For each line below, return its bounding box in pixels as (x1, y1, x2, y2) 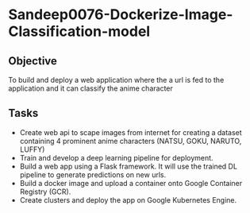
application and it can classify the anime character (8, 83, 173, 93)
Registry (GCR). (19, 187, 71, 196)
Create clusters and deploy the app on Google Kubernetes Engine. (19, 195, 237, 204)
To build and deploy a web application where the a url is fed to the (8, 76, 225, 84)
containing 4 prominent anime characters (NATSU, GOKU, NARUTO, (19, 136, 242, 145)
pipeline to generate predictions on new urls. (19, 169, 167, 180)
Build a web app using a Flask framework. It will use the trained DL (19, 161, 238, 171)
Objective (8, 54, 58, 68)
